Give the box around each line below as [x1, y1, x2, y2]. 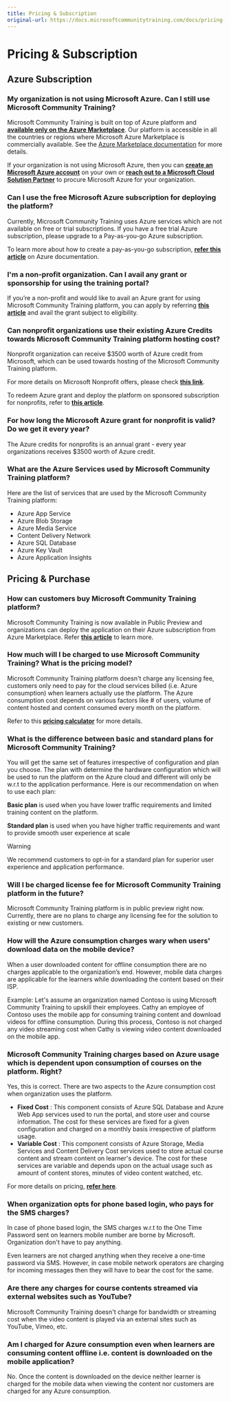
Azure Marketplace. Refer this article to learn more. [7, 633, 154, 641]
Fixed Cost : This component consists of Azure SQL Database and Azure [16, 1103, 224, 1111]
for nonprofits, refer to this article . [7, 399, 105, 407]
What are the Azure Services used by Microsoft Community [7, 464, 210, 474]
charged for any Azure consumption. [7, 1387, 111, 1395]
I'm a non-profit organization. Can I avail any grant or [7, 269, 188, 279]
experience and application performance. [7, 863, 125, 871]
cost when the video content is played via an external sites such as [7, 1315, 197, 1323]
